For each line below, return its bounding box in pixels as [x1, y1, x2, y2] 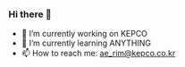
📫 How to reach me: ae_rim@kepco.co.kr [21, 48, 176, 59]
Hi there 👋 [8, 8, 53, 21]
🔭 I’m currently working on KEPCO [21, 29, 148, 39]
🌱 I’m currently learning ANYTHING [21, 38, 151, 48]
